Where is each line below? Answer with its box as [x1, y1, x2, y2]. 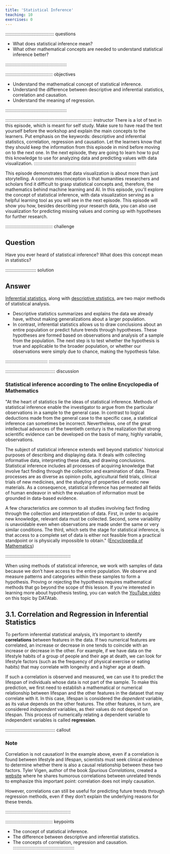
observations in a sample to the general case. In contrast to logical [5, 409, 145, 416]
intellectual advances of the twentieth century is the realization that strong [5, 426, 161, 432]
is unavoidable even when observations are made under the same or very [5, 521, 159, 528]
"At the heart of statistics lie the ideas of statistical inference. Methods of [5, 399, 158, 405]
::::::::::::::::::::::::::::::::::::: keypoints [5, 818, 75, 825]
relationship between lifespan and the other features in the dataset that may [5, 690, 164, 696]
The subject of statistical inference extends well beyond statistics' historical [5, 447, 164, 453]
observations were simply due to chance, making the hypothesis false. [12, 348, 160, 354]
